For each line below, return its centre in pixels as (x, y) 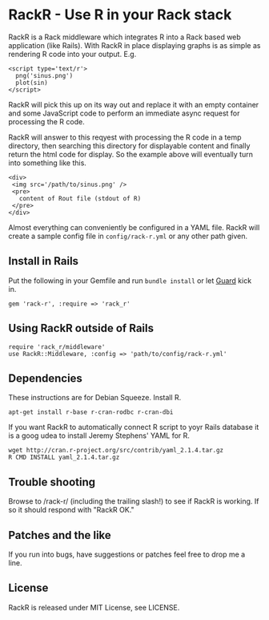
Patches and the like (60, 535)
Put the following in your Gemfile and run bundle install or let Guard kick (130, 280)
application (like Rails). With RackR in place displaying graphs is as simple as (134, 45)
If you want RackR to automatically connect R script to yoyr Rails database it (134, 428)
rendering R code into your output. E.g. (72, 54)
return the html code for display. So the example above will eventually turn (131, 154)
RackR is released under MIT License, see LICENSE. (94, 607)
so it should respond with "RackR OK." (71, 510)
